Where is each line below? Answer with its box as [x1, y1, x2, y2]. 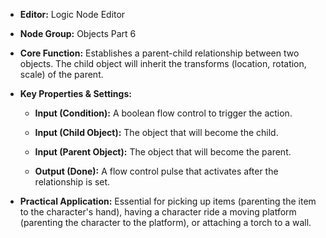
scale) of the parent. [19, 69, 104, 80]
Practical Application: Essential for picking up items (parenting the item [19, 195, 317, 207]
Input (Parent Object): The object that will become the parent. [34, 146, 292, 158]
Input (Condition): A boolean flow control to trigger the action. [34, 107, 293, 119]
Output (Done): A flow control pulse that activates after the [34, 165, 279, 177]
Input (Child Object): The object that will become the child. [34, 127, 279, 138]
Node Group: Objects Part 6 [19, 28, 137, 39]
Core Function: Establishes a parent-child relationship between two [19, 47, 300, 59]
